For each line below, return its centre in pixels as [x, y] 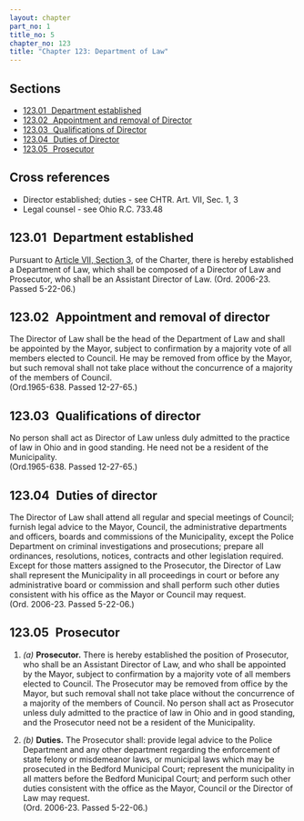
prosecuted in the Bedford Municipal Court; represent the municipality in [158, 768]
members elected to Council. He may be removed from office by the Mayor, [151, 358]
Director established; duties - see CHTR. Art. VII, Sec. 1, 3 [130, 199]
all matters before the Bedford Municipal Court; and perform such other [157, 778]
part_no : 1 [30, 26]
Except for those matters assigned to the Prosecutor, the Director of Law [146, 566]
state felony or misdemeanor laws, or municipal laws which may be [148, 759]
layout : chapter [40, 18]
